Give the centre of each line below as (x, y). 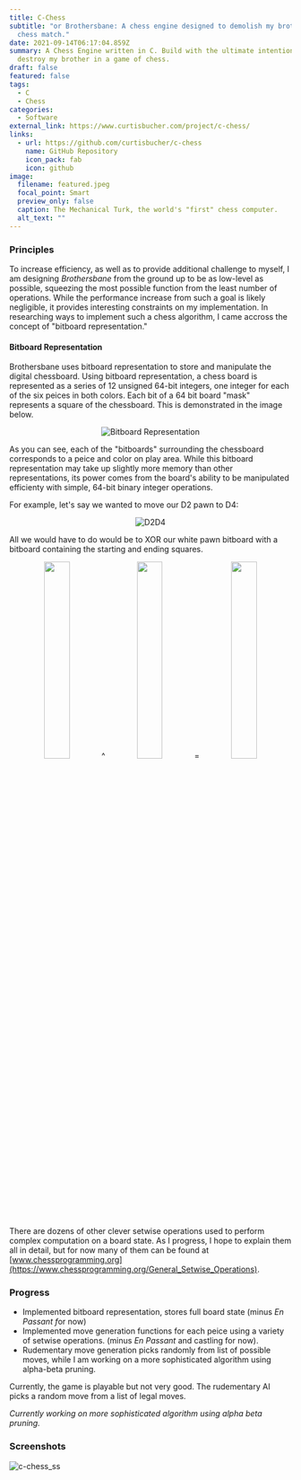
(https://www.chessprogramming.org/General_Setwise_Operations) (133, 1269)
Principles (32, 250)
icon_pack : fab (54, 159)
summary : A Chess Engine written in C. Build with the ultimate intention (152, 51)
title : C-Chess (38, 18)
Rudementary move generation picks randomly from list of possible (146, 1350)
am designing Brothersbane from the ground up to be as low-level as (137, 278)
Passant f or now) (54, 1322)
